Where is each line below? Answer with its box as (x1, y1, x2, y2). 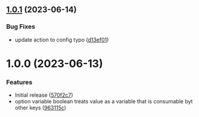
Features (6, 78, 33, 86)
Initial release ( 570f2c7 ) (14, 91, 73, 99)
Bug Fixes (6, 23, 36, 31)
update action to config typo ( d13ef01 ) (14, 36, 109, 43)
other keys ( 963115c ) (14, 104, 67, 112)
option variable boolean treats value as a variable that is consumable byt (14, 98, 193, 105)
